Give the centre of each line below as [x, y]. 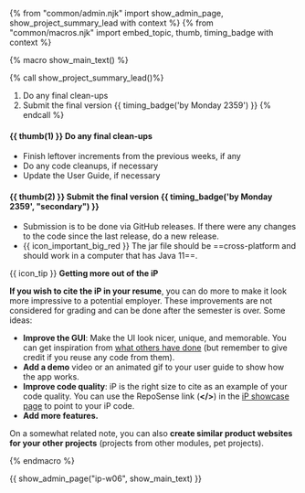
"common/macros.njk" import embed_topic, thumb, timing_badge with [142, 32]
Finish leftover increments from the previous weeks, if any [132, 156]
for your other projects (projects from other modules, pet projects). [137, 444]
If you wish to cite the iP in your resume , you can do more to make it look [148, 291]
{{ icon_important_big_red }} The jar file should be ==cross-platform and [159, 246]
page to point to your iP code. [79, 406]
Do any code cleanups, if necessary [90, 166]
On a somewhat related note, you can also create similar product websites [151, 434]
